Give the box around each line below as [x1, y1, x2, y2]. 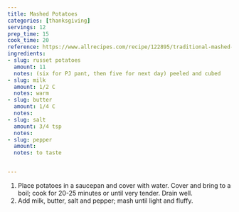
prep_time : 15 [7, 30, 50, 38]
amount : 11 [14, 63, 46, 70]
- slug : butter [7, 97, 53, 104]
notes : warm [14, 90, 50, 97]
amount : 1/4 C [14, 103, 55, 110]
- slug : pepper [7, 136, 53, 143]
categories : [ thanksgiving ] [7, 17, 91, 24]
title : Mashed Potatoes [7, 10, 78, 18]
